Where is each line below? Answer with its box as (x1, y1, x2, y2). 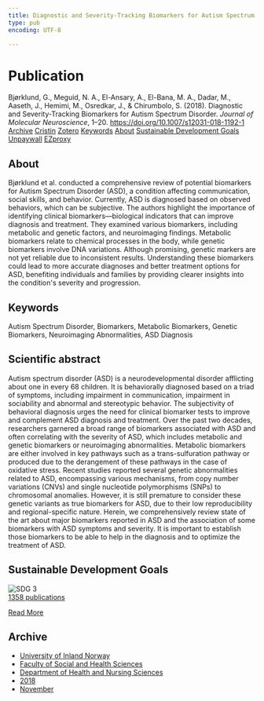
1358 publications (8, 592, 65, 601)
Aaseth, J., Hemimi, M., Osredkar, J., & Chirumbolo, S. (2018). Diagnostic (8, 101, 244, 111)
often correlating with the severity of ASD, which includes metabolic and (8, 432, 242, 441)
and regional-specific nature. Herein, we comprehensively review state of (8, 507, 246, 517)
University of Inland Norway (19, 651, 111, 660)
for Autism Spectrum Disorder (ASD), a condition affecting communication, (8, 186, 250, 196)
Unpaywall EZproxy (8, 134, 71, 144)
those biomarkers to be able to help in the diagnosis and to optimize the (8, 531, 240, 542)
